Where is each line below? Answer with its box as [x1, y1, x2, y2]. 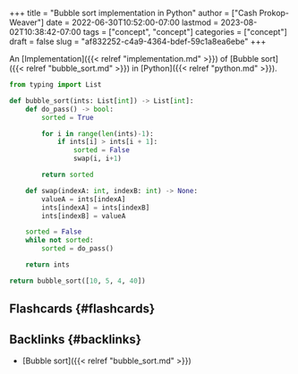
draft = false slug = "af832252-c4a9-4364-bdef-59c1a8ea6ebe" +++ [9, 36, 267, 47]
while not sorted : [25, 236, 94, 245]
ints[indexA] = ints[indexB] [41, 203, 150, 212]
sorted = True [41, 113, 94, 122]
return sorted [41, 170, 94, 179]
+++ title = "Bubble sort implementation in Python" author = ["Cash [9, 8, 258, 18]
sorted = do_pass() [41, 244, 115, 253]
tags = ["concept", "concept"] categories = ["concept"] [82, 27, 288, 37]
